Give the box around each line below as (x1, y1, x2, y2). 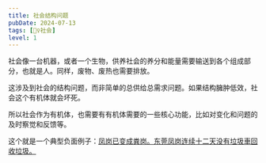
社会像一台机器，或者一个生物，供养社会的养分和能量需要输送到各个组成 (8, 56, 244, 66)
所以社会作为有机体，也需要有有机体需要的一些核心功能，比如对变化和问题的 (8, 110, 258, 119)
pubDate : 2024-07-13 (8, 19, 77, 27)
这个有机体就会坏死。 (14, 93, 85, 103)
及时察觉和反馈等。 (8, 119, 71, 129)
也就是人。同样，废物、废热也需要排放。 (21, 66, 154, 76)
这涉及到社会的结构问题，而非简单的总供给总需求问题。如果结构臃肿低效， (8, 83, 251, 93)
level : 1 (8, 33, 37, 42)
